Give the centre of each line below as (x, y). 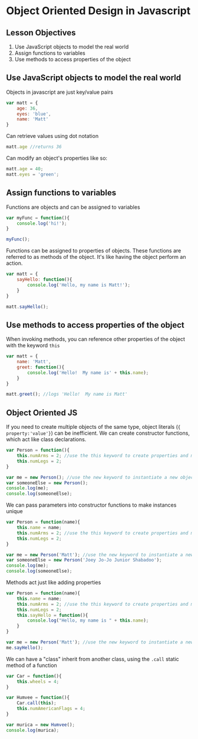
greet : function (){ (41, 367)
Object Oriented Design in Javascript (98, 11)
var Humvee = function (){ (38, 698)
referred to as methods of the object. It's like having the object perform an (96, 257)
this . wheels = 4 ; (38, 681)
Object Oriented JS (42, 413)
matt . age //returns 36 (34, 147)
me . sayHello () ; (25, 648)
